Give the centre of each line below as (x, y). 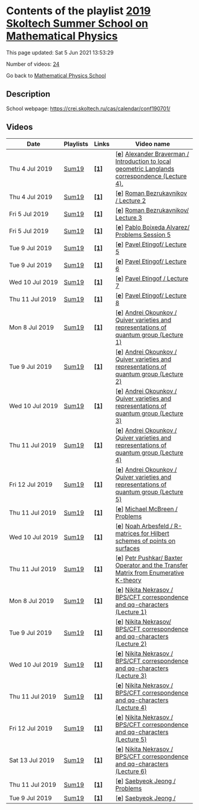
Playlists (76, 143)
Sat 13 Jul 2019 (32, 760)
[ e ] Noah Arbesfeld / (144, 526)
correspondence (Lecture (151, 176)
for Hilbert (155, 533)
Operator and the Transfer (152, 565)
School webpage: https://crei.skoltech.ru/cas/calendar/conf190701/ (88, 109)
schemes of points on (145, 541)
